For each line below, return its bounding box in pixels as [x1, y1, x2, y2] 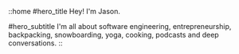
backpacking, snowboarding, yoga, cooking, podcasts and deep [8, 31, 219, 39]
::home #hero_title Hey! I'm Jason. [8, 7, 121, 16]
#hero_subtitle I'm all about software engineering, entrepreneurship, [8, 22, 232, 31]
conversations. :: [8, 38, 63, 48]
